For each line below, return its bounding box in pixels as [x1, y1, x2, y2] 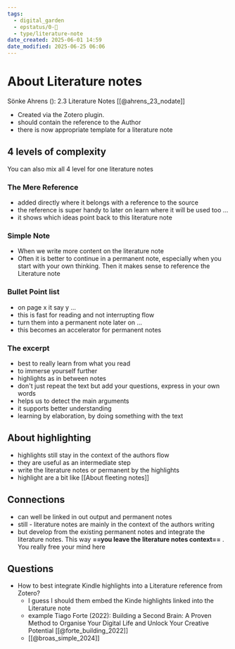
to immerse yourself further [17, 366, 98, 375]
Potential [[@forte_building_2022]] [27, 626, 129, 635]
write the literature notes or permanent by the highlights [17, 466, 179, 474]
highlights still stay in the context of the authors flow [17, 451, 170, 459]
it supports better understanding [17, 404, 112, 413]
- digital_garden [13, 17, 65, 24]
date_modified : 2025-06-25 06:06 [7, 43, 106, 50]
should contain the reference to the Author [17, 118, 141, 126]
